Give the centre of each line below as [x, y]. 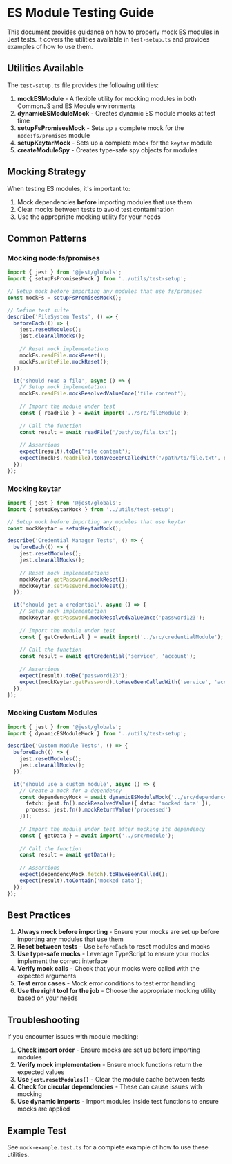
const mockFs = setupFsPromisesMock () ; [65, 298]
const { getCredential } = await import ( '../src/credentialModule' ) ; [122, 637]
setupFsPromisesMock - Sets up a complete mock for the [100, 128]
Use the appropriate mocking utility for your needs [89, 217]
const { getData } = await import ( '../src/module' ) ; [97, 836]
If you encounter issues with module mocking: [73, 1037]
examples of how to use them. [50, 46]
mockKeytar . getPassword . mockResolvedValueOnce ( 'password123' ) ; [113, 618]
